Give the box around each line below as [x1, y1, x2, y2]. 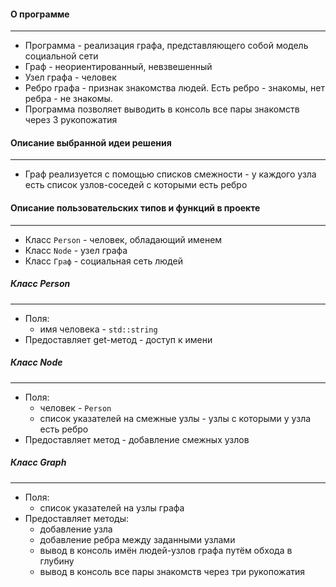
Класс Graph [10, 456, 67, 469]
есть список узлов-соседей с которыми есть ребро [24, 179, 248, 191]
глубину [39, 555, 75, 567]
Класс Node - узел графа [24, 244, 128, 256]
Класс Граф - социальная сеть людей [24, 255, 183, 267]
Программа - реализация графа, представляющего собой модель [24, 40, 309, 52]
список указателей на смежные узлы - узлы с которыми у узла [39, 412, 312, 424]
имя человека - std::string [39, 323, 158, 335]
